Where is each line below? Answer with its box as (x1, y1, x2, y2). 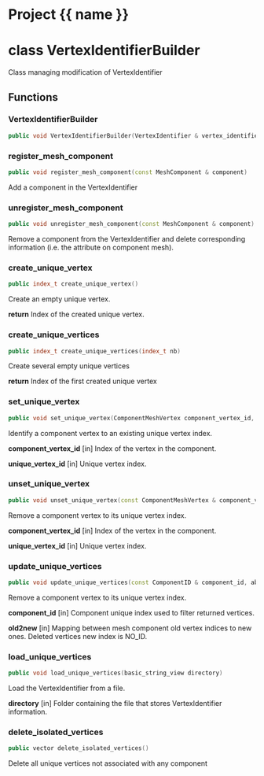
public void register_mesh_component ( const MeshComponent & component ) (8, 168, 247, 176)
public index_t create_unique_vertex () (8, 280, 139, 288)
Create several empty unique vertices (8, 361, 130, 371)
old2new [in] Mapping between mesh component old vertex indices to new (8, 623, 252, 633)
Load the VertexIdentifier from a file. (8, 683, 126, 693)
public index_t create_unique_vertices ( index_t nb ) (8, 347, 181, 355)
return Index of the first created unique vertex (8, 376, 157, 386)
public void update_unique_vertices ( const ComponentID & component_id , (8, 578, 247, 587)
